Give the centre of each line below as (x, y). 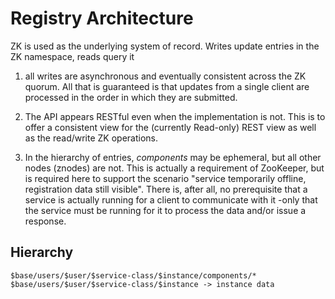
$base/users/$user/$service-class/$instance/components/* (133, 275)
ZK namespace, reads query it (72, 56)
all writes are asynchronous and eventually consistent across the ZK (165, 76)
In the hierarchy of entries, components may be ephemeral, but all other (173, 157)
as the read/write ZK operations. (91, 138)
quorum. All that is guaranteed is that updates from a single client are (167, 86)
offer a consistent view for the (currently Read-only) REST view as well (170, 127)
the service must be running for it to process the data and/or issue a (165, 210)
